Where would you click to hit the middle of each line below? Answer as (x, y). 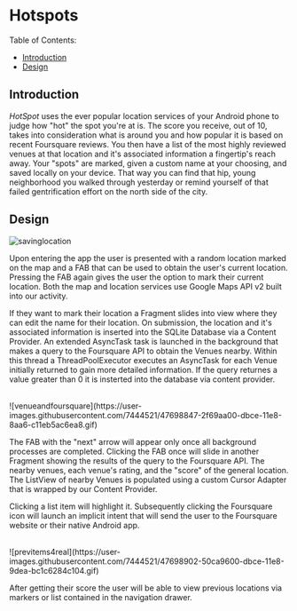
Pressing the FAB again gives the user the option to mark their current (137, 277)
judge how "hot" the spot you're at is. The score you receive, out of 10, (138, 125)
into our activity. (39, 296)
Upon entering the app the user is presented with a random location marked (148, 258)
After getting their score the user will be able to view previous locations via (145, 588)
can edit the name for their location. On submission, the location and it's (141, 322)
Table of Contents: (43, 40)
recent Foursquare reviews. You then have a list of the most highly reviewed (148, 144)
